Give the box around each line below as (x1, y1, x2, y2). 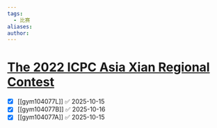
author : (7, 29, 30, 37)
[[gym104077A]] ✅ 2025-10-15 (17, 113, 105, 122)
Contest (7, 74, 54, 90)
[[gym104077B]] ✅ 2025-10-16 (17, 105, 106, 113)
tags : (7, 10, 23, 17)
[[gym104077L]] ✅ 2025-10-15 (17, 97, 105, 106)
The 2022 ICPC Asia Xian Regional (7, 60, 210, 75)
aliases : (7, 23, 33, 30)
